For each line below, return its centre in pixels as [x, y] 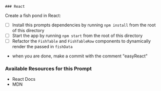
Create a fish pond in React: [33, 16]
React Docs [24, 79]
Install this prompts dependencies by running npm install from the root [84, 25]
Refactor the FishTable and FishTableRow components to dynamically [81, 41]
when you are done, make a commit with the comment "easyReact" [80, 56]
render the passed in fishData [42, 47]
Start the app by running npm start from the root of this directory [77, 36]
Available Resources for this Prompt [48, 69]
